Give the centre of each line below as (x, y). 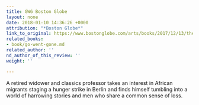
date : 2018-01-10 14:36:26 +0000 (47, 22)
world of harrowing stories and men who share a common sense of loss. (94, 96)
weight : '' (20, 61)
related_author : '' (30, 50)
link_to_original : (29, 34)
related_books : (25, 39)
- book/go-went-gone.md (36, 45)
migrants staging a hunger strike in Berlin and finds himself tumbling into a (97, 89)
